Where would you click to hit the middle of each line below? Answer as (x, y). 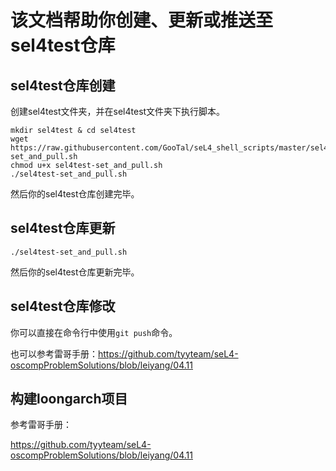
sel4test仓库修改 (63, 306)
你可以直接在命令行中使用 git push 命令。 (94, 332)
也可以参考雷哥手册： (54, 353)
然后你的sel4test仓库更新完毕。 (75, 272)
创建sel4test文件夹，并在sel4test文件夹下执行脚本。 (118, 111)
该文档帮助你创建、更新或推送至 (142, 20)
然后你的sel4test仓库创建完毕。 (75, 194)
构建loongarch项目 (69, 399)
